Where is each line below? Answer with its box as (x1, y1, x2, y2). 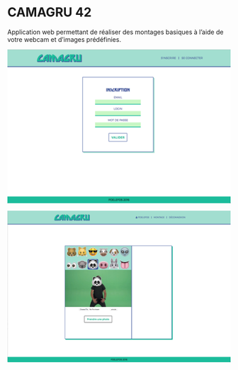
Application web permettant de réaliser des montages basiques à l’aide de (7, 28, 224, 36)
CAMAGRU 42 (7, 4, 92, 21)
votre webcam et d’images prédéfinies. (7, 35, 122, 43)
